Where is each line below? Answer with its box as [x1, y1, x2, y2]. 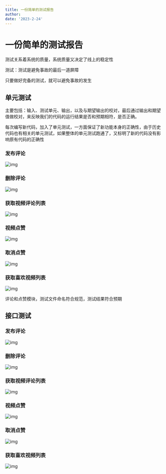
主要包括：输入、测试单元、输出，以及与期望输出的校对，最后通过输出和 [5, 107, 152, 114]
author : [5, 12, 21, 17]
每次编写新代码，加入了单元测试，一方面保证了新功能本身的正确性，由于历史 [5, 124, 161, 130]
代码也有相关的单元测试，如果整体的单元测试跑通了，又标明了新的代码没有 [5, 130, 157, 136]
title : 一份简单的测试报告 [5, 7, 54, 12]
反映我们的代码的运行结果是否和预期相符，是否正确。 [31, 114, 139, 120]
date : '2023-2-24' [5, 16, 43, 21]
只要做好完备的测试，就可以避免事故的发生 [5, 78, 92, 84]
